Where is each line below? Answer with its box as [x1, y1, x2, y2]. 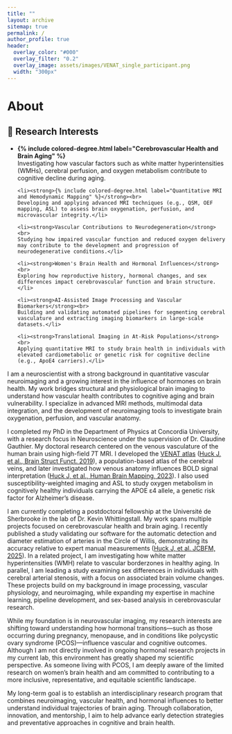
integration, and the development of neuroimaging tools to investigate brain [7, 406, 222, 415]
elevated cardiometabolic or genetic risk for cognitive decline [17, 351, 210, 358]
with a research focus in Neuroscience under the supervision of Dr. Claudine [7, 435, 226, 443]
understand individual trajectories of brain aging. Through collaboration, [7, 703, 213, 712]
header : [7, 42, 30, 49]
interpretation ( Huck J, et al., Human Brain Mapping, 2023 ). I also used [7, 472, 209, 480]
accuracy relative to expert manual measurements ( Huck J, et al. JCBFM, [7, 544, 216, 552]
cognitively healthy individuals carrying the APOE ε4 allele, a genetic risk [7, 486, 215, 494]
